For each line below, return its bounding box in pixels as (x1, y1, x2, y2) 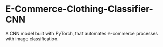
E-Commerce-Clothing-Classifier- (5, 3, 154, 15)
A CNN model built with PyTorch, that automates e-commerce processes (5, 30, 158, 36)
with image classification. (5, 36, 59, 42)
